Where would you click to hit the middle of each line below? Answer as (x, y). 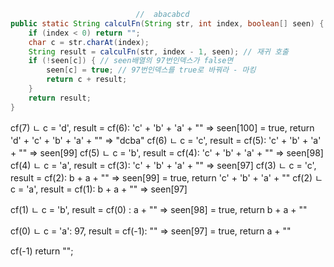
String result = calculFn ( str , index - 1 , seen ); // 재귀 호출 (158, 51)
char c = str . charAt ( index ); (89, 42)
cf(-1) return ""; (42, 251)
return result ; (60, 98)
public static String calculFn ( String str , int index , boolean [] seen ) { (167, 23)
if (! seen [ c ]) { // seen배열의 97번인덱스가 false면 (131, 61)
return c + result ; (87, 80)
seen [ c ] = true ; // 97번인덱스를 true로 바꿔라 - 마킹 (151, 70)
